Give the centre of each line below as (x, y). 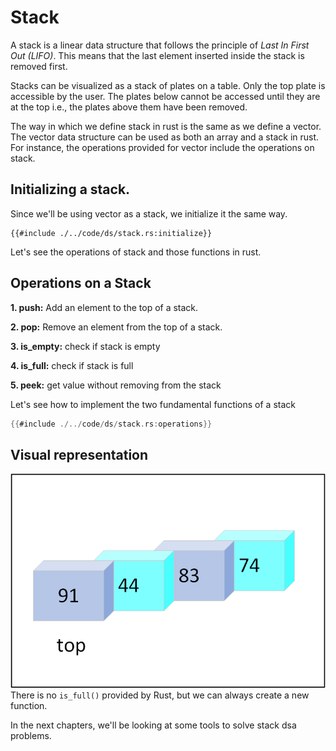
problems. (31, 736)
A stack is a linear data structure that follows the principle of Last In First (160, 45)
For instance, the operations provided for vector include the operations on (162, 147)
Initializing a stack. (70, 189)
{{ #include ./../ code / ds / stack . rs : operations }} (111, 424)
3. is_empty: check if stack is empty (85, 346)
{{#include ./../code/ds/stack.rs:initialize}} (111, 233)
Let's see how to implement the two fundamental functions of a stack (153, 404)
